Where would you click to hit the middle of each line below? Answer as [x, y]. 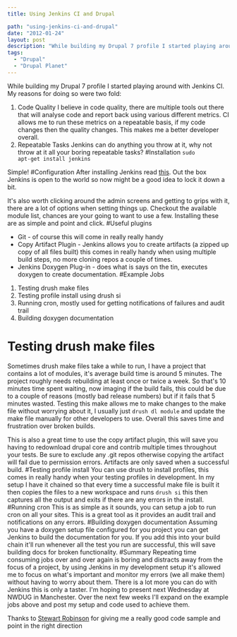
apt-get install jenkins [54, 159]
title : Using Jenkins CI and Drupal [61, 14]
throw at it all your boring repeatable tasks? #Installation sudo [106, 152]
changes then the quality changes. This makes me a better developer [118, 129]
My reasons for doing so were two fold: [65, 93]
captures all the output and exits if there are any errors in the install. [106, 499]
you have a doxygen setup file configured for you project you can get [108, 529]
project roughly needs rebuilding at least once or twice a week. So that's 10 [117, 381]
